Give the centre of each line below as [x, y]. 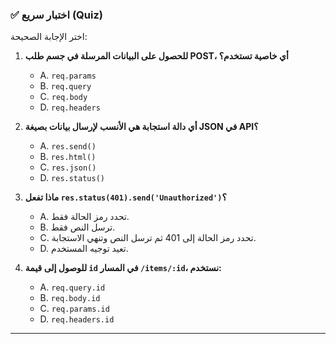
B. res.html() [68, 157]
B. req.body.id [70, 298]
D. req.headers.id [77, 319]
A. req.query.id [72, 287]
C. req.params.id [74, 309]
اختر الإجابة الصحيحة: [49, 37]
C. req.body [63, 97]
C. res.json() [68, 167]
